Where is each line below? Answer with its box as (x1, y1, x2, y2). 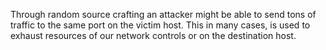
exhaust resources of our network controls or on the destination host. (10, 30, 297, 41)
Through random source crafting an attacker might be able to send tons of (10, 9, 317, 20)
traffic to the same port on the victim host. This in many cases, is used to (10, 19, 311, 31)
